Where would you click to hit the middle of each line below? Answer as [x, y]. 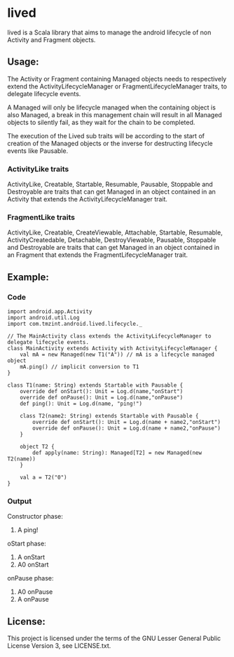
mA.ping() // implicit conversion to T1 [80, 367]
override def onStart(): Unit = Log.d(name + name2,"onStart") [126, 423]
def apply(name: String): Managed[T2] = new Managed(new [117, 453]
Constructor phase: [35, 517]
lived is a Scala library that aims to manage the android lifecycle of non [109, 32]
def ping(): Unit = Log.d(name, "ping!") [81, 404]
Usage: [23, 62]
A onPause [33, 599]
